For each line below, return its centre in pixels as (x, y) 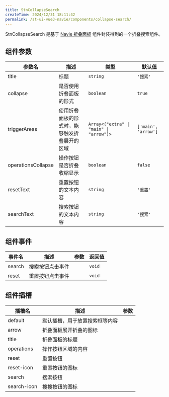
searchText (21, 214)
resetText (19, 190)
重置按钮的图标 (60, 368)
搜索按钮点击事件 (49, 266)
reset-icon (21, 367)
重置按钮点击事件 (49, 276)
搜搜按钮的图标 (60, 386)
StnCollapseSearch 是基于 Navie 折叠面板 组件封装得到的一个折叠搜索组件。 (84, 34)
